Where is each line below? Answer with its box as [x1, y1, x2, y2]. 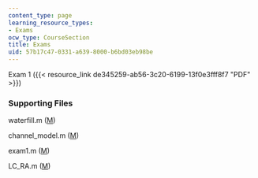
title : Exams [8, 41, 51, 49]
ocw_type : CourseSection [8, 33, 90, 42]
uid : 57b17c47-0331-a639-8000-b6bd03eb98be [8, 48, 154, 56]
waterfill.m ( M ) [8, 116, 56, 125]
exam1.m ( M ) [8, 146, 50, 156]
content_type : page [8, 11, 73, 20]
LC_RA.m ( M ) [8, 161, 51, 171]
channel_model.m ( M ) [8, 131, 79, 140]
